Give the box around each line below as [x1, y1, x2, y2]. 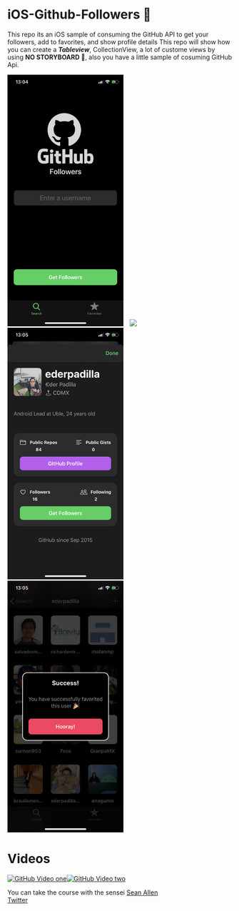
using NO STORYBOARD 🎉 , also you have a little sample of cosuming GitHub [7, 53, 233, 61]
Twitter [7, 896, 29, 905]
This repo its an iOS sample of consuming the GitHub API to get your [7, 30, 209, 39]
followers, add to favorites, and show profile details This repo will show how [7, 37, 230, 46]
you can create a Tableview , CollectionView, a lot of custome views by [7, 45, 215, 54]
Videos [7, 851, 51, 867]
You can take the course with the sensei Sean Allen [7, 888, 158, 897]
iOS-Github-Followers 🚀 [7, 6, 152, 23]
